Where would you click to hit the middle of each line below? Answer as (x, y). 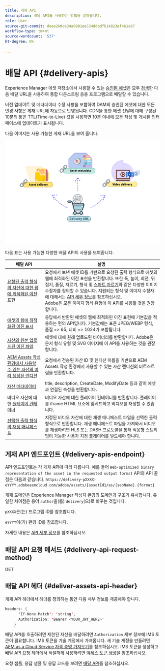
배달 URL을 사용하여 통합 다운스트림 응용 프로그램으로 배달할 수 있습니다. (80, 94)
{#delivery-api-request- (101, 550)
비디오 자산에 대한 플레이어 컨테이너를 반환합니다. (92, 397)
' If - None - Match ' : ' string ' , (47, 614)
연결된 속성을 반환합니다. (73, 389)
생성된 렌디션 (25, 376)
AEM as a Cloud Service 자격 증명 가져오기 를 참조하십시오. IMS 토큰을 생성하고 (82, 647)
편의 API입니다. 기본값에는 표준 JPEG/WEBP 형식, (106, 323)
